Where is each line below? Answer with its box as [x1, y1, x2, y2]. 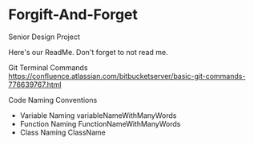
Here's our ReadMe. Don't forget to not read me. [8, 47, 168, 57]
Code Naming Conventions [8, 95, 98, 104]
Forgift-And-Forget [8, 6, 139, 24]
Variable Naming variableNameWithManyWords [19, 110, 177, 120]
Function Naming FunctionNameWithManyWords [19, 119, 181, 128]
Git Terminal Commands [8, 62, 88, 72]
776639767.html [8, 80, 62, 89]
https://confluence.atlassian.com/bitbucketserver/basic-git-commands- [8, 71, 246, 80]
